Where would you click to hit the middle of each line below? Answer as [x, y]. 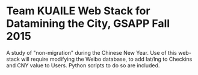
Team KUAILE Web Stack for [78, 11]
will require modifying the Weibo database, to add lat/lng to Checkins [107, 59]
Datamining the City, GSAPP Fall [88, 24]
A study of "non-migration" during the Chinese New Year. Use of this [92, 52]
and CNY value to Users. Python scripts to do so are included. [83, 65]
